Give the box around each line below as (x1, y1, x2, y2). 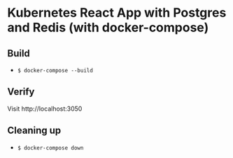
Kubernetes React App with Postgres (7, 5, 227, 21)
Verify (7, 86, 35, 98)
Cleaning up (7, 125, 62, 136)
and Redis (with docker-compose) (7, 19, 209, 35)
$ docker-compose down (17, 144, 84, 151)
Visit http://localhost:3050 (7, 104, 83, 113)
